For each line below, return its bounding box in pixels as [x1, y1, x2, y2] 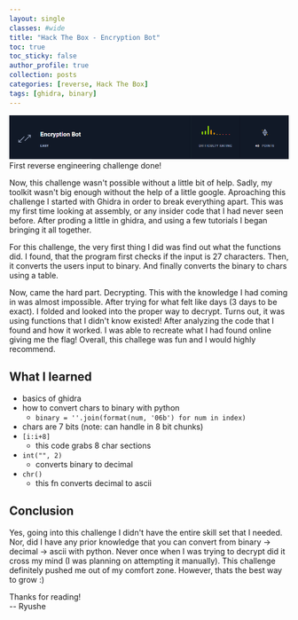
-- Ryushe [9, 600, 46, 611]
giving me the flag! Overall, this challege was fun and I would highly [9, 334, 256, 345]
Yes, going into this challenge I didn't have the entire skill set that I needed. [9, 527, 283, 538]
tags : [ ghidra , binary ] [9, 89, 98, 98]
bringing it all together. [9, 224, 91, 235]
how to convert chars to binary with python [21, 402, 180, 412]
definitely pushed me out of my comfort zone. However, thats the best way [9, 564, 282, 576]
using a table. [9, 271, 59, 281]
